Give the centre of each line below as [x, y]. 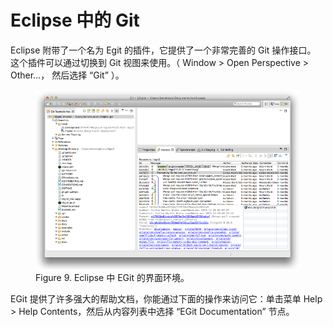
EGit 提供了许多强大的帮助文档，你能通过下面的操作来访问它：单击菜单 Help [166, 299]
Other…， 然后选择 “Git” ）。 [67, 75]
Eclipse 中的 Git [75, 20]
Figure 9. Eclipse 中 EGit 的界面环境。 [112, 278]
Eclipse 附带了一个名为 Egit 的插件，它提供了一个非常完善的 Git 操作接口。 [163, 50]
